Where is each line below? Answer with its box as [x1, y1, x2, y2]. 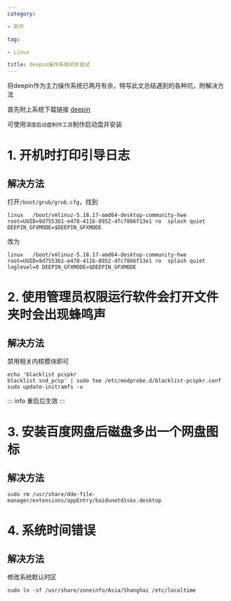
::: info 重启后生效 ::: [7, 397, 65, 405]
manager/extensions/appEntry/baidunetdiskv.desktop [7, 497, 161, 504]
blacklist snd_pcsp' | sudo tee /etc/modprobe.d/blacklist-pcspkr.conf [7, 378, 221, 385]
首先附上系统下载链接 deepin [7, 105, 91, 113]
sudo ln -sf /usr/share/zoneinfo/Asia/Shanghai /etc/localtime [7, 587, 197, 594]
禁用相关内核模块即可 [7, 357, 69, 366]
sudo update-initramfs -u [7, 383, 83, 391]
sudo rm [7, 491, 30, 498]
